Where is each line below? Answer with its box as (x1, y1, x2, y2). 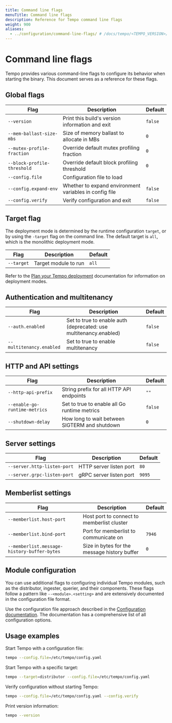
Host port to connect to (82, 513, 139, 520)
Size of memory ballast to (62, 129, 124, 136)
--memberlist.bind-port (8, 531, 66, 537)
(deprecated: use (66, 323, 108, 330)
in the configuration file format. (5, 596, 71, 602)
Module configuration (5, 566, 76, 575)
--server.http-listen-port (8, 464, 74, 470)
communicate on (82, 534, 123, 541)
